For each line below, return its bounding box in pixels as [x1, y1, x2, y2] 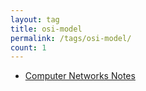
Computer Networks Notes [24, 70, 136, 82]
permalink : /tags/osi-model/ [10, 33, 132, 43]
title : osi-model [10, 24, 83, 34]
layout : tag [10, 14, 60, 25]
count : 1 [10, 42, 47, 53]
